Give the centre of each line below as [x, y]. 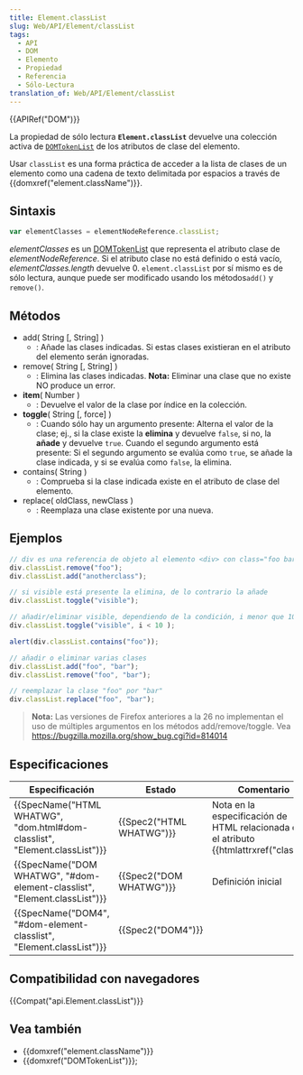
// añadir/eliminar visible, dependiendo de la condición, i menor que [147, 617]
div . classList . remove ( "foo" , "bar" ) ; [80, 675]
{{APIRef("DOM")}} [45, 119]
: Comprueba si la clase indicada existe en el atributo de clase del [157, 481]
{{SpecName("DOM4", [62, 913]
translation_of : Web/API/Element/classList [92, 93]
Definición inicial [247, 881]
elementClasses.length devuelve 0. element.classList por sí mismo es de [147, 268]
